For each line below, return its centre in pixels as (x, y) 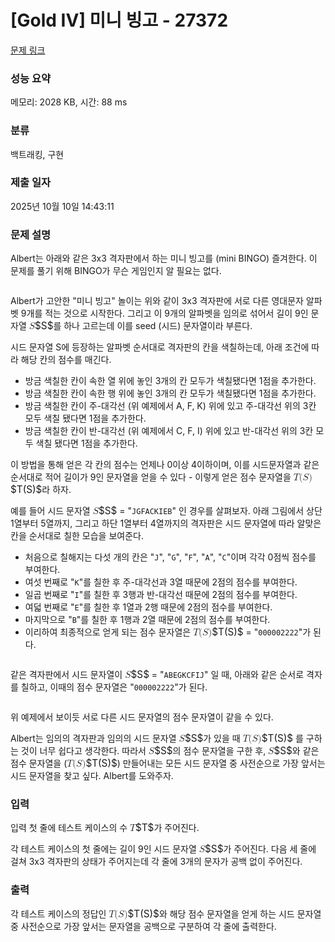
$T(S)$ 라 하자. (41, 489)
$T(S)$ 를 (282, 738)
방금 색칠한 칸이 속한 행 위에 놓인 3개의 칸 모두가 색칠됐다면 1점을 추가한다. (170, 393)
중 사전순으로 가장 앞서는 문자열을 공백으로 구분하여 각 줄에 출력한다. (143, 926)
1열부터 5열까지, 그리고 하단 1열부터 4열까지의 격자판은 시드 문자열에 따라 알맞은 (166, 523)
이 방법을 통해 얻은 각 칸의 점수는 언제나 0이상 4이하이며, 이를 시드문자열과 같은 (165, 465)
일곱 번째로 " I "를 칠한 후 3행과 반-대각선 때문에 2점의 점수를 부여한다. (161, 595)
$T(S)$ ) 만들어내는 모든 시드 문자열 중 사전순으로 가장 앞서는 (205, 763)
